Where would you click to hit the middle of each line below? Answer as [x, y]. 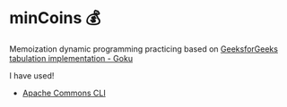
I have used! [32, 75]
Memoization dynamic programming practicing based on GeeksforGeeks [143, 49]
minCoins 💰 [55, 18]
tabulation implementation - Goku [71, 58]
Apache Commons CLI [64, 93]
